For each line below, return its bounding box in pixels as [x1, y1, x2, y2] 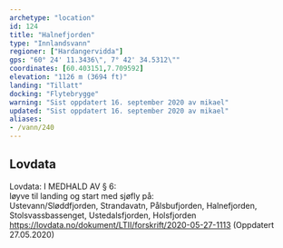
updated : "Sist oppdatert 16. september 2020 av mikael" [9, 106, 229, 115]
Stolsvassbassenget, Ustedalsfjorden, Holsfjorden [9, 210, 197, 221]
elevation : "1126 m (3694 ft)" [9, 73, 128, 82]
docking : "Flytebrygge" [9, 89, 100, 98]
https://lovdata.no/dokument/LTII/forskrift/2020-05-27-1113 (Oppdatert [9, 219, 275, 230]
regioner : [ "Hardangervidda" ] [9, 47, 124, 56]
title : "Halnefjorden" [9, 30, 95, 39]
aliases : [9, 114, 43, 124]
